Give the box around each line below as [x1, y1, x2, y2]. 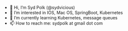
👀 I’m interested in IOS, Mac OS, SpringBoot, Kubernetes [9, 10, 123, 15]
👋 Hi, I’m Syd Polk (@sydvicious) [9, 5, 75, 10]
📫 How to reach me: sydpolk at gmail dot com [9, 20, 103, 26]
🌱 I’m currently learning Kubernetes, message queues [9, 15, 118, 20]
